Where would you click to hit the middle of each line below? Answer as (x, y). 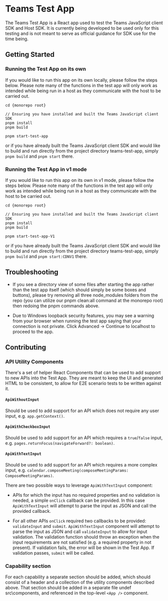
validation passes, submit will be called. (53, 553)
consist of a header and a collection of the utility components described (80, 582)
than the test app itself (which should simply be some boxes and (79, 290)
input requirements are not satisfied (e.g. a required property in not (82, 543)
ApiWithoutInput (22, 400)
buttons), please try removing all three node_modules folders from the (85, 295)
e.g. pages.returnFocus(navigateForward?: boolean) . (60, 443)
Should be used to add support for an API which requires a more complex (81, 465)
